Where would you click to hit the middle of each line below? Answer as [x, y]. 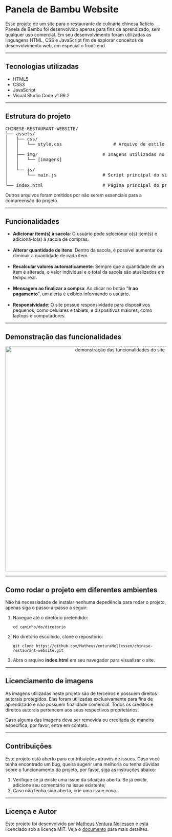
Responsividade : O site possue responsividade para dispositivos [81, 305]
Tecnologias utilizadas [42, 67]
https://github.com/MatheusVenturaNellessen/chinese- [94, 646]
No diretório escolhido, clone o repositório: [58, 637]
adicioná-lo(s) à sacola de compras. [51, 239]
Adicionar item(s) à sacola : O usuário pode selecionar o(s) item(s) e [85, 234]
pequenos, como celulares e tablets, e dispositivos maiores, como [82, 310]
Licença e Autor [31, 812]
